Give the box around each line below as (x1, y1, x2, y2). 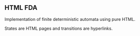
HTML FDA (4, 4, 38, 12)
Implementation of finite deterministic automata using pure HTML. (4, 16, 136, 22)
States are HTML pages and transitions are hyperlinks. (4, 26, 113, 31)
